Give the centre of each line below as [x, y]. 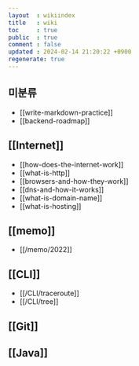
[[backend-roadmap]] [55, 121]
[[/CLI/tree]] [39, 302]
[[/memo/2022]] [46, 250]
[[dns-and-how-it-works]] [62, 189]
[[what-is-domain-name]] [61, 198]
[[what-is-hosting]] [50, 206]
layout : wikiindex [42, 15]
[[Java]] [28, 353]
